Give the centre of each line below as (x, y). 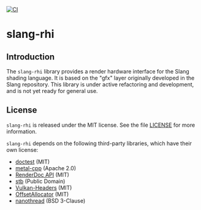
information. (22, 131)
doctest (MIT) (32, 162)
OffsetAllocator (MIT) (42, 194)
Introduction (31, 57)
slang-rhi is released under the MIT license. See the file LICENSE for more (101, 125)
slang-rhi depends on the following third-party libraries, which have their (99, 143)
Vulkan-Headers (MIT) (44, 187)
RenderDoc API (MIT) (42, 174)
